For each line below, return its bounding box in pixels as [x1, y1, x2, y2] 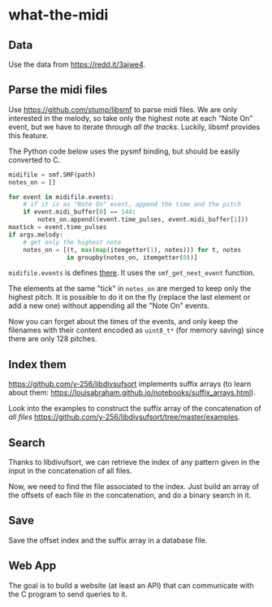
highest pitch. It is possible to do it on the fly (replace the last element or [8, 293, 251, 302]
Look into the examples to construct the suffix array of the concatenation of [8, 404, 261, 414]
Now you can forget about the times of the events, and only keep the [8, 317, 239, 327]
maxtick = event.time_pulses [8, 223, 107, 232]
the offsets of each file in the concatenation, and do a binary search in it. [8, 490, 252, 501]
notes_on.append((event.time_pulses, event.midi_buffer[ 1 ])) [37, 215, 249, 224]
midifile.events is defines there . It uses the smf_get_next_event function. [8, 268, 256, 278]
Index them [8, 358, 67, 371]
